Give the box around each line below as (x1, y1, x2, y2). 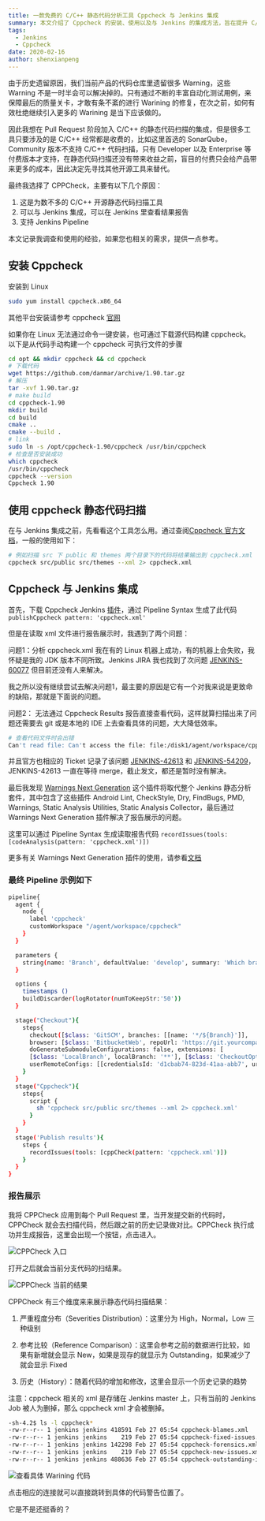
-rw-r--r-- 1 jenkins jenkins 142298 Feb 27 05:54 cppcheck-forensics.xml (8, 1441, 259, 1449)
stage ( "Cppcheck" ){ (15, 1082, 80, 1090)
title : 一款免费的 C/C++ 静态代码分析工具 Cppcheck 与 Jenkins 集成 (8, 11, 219, 20)
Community (8, 144, 46, 154)
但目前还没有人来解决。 (31, 665, 108, 674)
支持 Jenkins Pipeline (19, 217, 89, 226)
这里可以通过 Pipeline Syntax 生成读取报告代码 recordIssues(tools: (8, 829, 229, 839)
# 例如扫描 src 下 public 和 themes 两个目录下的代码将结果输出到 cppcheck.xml (8, 551, 253, 560)
